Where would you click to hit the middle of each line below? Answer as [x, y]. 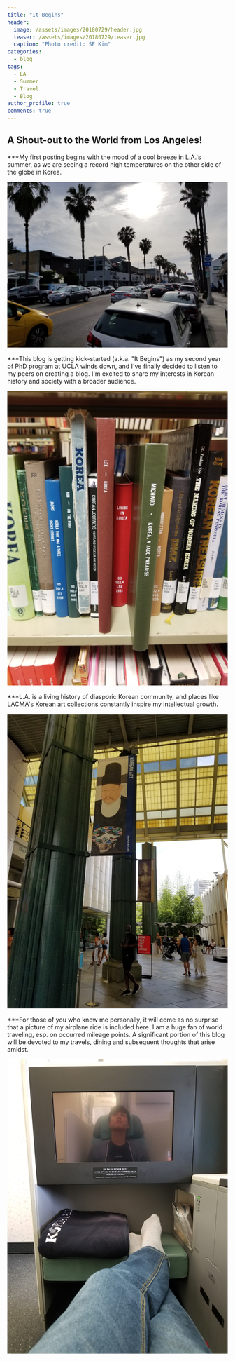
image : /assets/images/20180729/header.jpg [78, 29]
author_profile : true [39, 104]
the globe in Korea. [35, 172]
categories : [24, 52]
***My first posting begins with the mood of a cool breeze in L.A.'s [104, 157]
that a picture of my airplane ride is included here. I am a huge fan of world [115, 1027]
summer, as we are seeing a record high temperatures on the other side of [114, 164]
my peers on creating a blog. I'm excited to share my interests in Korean [111, 373]
